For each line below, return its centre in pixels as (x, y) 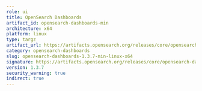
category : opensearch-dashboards (48, 51)
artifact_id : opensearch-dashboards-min (58, 23)
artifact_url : (24, 45)
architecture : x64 (29, 28)
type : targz (21, 40)
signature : (20, 62)
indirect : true (25, 78)
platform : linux (26, 34)
